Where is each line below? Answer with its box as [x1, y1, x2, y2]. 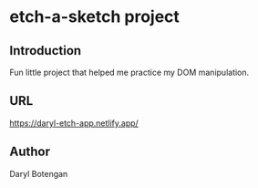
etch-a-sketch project [9, 6, 181, 27]
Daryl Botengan [9, 168, 68, 179]
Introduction [9, 43, 82, 58]
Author [9, 144, 50, 160]
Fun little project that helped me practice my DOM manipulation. [9, 67, 250, 78]
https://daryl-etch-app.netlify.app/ [9, 117, 139, 129]
